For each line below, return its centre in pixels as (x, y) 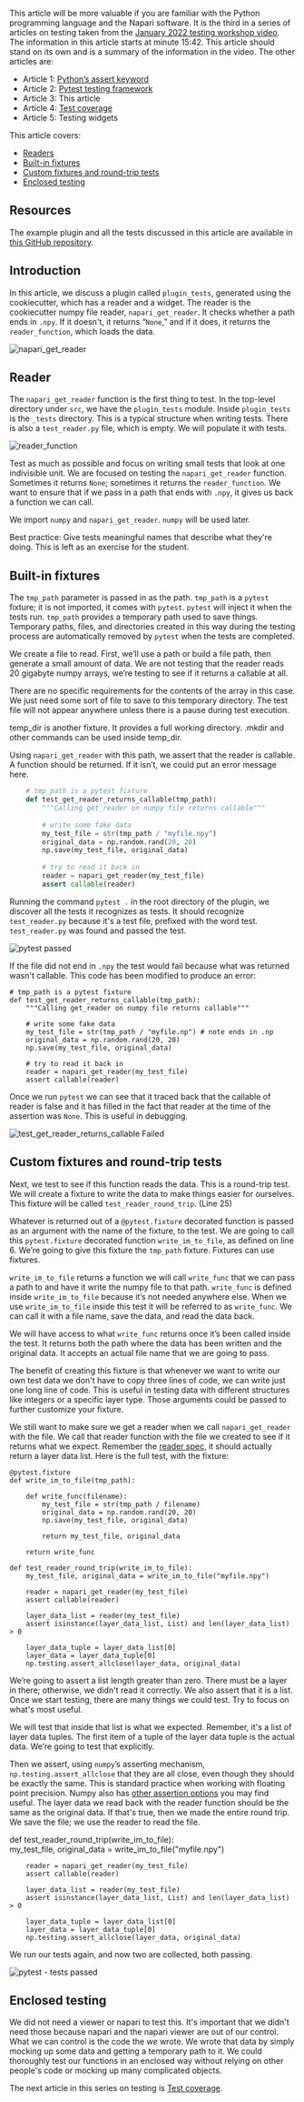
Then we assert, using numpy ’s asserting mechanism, (108, 1764)
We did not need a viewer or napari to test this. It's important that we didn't (150, 2022)
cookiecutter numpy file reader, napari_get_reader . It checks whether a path (152, 312)
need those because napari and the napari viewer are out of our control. (144, 2032)
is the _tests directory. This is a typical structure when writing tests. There (149, 418)
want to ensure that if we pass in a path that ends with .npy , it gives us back (151, 493)
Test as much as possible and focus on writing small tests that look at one (147, 464)
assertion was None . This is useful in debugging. (99, 1116)
